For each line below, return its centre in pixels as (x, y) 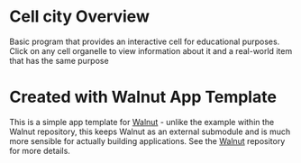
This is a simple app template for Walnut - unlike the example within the (142, 122)
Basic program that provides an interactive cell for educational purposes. (145, 41)
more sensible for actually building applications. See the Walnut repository (147, 140)
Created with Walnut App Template (143, 97)
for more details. (40, 150)
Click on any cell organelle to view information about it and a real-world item (151, 50)
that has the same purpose (59, 60)
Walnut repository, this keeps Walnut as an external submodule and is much (150, 131)
